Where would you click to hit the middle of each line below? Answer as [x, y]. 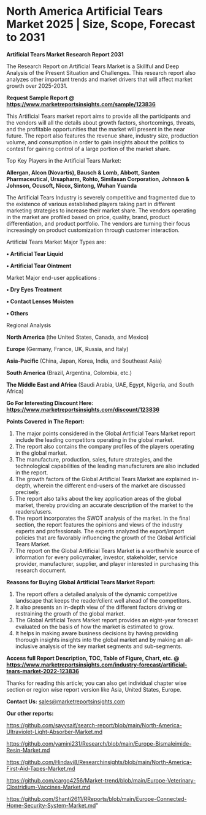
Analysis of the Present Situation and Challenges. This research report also [101, 72]
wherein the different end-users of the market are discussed [109, 485]
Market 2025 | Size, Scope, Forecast [101, 24]
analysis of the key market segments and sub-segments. [111, 646]
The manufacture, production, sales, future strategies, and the [94, 459]
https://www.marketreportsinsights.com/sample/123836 [81, 104]
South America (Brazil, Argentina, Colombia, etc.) [69, 373]
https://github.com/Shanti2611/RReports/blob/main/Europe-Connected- [97, 798]
